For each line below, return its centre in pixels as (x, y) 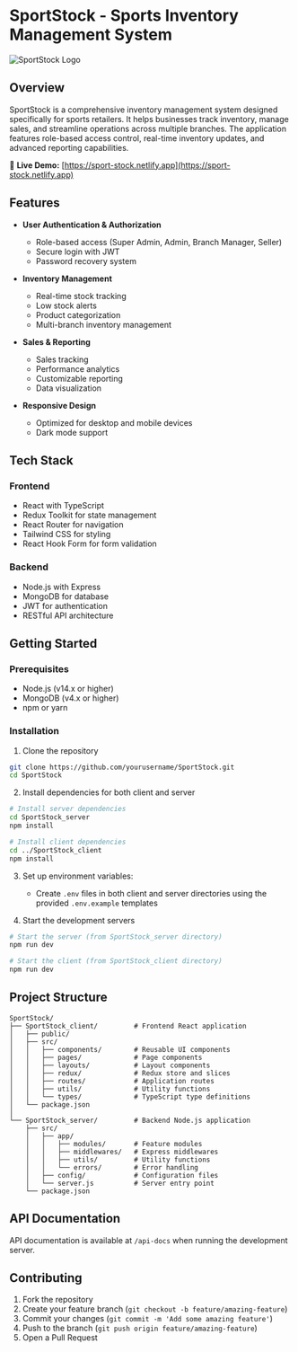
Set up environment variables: (78, 876)
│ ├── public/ (39, 1034)
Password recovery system (86, 261)
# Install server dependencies (68, 809)
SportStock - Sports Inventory (124, 16)
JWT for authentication (65, 605)
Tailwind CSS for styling (66, 535)
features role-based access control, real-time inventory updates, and (137, 138)
